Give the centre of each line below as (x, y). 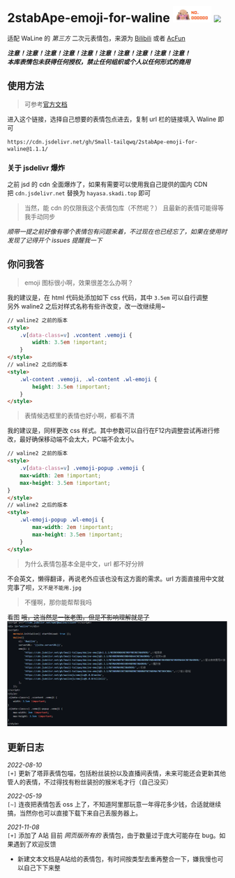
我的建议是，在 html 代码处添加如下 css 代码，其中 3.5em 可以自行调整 (108, 297)
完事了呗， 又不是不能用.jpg (44, 587)
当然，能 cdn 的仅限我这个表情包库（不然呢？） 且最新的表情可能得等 (124, 208)
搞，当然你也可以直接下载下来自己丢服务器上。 (74, 813)
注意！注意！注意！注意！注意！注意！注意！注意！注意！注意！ (99, 53)
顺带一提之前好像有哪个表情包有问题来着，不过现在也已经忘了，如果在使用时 (117, 232)
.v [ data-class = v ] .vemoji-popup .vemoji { (82, 468)
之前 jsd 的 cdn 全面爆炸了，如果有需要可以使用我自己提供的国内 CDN (107, 185)
